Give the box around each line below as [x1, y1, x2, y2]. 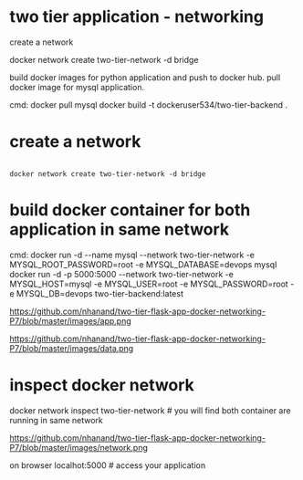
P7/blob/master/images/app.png [9, 315, 132, 326]
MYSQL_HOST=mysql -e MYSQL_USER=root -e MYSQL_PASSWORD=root [9, 278, 289, 289]
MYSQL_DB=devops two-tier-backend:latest [16, 287, 184, 298]
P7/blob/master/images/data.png [9, 342, 134, 353]
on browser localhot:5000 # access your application [9, 459, 206, 471]
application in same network [9, 219, 230, 240]
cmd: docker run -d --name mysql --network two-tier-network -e [9, 249, 256, 260]
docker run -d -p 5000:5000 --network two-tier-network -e [9, 268, 235, 279]
